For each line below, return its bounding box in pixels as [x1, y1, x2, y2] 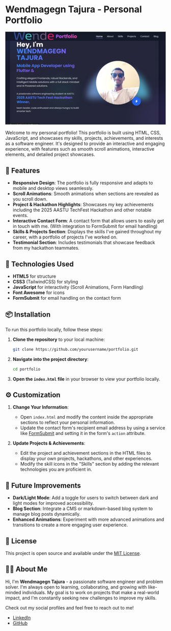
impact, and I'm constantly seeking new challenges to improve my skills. [5, 595, 157, 601]
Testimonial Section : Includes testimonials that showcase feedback [12, 239, 155, 246]
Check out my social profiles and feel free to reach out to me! [5, 604, 134, 611]
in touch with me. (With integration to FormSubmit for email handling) [12, 223, 158, 229]
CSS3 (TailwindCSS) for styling [12, 278, 78, 284]
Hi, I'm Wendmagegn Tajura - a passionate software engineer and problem [5, 578, 164, 585]
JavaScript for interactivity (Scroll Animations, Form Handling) [12, 284, 144, 290]
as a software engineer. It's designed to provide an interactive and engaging [5, 140, 165, 147]
